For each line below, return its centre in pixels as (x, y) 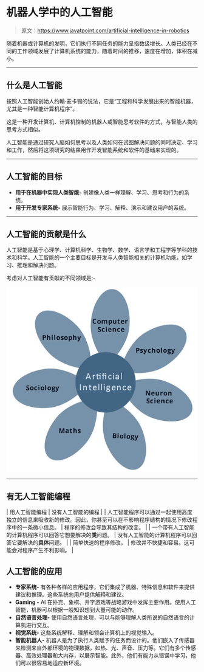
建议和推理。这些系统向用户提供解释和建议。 (71, 595)
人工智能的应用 (34, 571)
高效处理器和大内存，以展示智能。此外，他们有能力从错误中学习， (108, 656)
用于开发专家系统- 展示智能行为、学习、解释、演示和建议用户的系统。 (102, 207)
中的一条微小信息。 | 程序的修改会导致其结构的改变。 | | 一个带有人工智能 (103, 527)
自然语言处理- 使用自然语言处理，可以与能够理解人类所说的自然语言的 (102, 617)
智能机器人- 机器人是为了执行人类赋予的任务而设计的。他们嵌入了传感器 (105, 640)
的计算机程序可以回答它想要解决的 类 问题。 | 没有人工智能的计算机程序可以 (99, 535)
